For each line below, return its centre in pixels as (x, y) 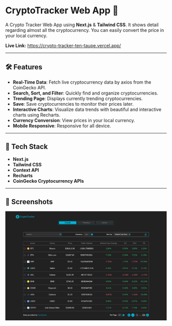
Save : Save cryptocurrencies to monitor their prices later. (73, 104)
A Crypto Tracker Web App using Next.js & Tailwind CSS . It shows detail (82, 25)
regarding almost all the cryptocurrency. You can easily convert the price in (85, 30)
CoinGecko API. (29, 87)
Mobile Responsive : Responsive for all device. (62, 126)
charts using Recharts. (36, 114)
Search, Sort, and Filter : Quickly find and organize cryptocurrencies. (85, 93)
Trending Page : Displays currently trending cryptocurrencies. (78, 98)
